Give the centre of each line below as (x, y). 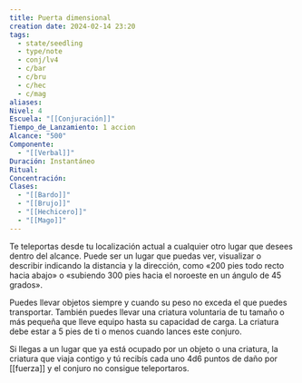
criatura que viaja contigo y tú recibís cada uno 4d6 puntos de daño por (144, 358)
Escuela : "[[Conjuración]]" (63, 119)
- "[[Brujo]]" (44, 204)
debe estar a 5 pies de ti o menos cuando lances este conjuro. (126, 331)
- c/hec (32, 85)
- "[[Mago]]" (42, 220)
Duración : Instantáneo (52, 161)
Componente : (32, 144)
